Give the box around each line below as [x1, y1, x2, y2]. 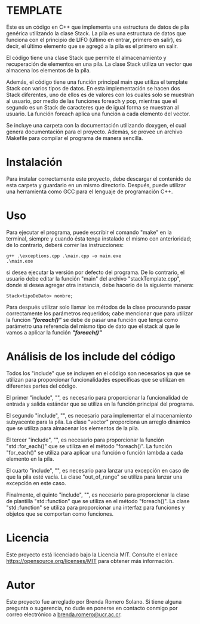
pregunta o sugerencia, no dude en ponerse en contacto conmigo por [6, 604, 178, 611]
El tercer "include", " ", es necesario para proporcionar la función [6, 436, 164, 443]
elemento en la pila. [6, 455, 54, 462]
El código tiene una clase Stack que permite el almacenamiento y [6, 54, 167, 61]
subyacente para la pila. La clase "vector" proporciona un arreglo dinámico [6, 418, 191, 425]
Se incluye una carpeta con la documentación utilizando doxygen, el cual [6, 121, 186, 129]
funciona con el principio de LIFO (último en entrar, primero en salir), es [6, 36, 182, 43]
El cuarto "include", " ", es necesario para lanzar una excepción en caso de [6, 467, 189, 474]
